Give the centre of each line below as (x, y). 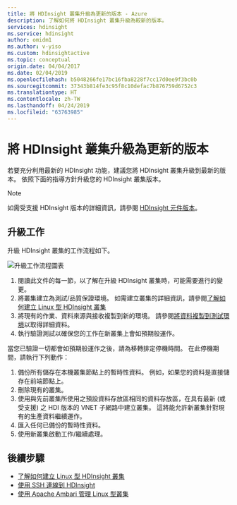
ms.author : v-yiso (34, 47)
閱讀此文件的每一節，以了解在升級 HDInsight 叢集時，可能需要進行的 (117, 280)
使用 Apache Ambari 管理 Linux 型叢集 (73, 494)
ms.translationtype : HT (42, 92)
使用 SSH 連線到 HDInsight (56, 485)
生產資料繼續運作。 (58, 416)
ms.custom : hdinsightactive (49, 54)
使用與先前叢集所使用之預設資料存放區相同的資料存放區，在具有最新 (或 (121, 398)
